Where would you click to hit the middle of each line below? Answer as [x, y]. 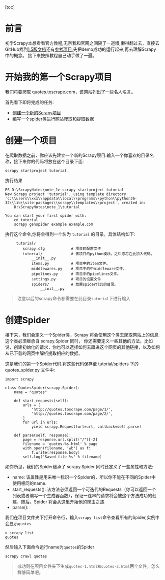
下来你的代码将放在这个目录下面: [51, 161]
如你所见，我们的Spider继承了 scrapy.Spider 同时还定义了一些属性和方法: [79, 466]
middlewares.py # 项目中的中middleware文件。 [79, 269]
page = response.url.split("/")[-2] [60, 440]
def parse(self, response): [42, 435]
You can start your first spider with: [46, 216]
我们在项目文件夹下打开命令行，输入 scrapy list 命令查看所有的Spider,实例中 [82, 517]
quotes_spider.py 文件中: [30, 370]
